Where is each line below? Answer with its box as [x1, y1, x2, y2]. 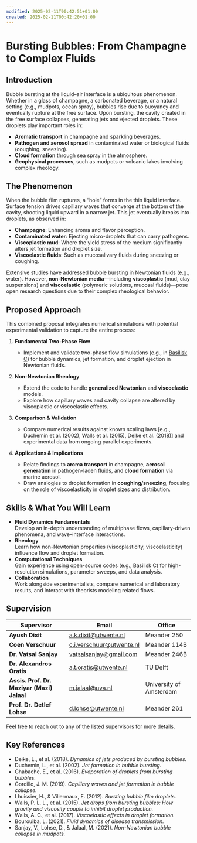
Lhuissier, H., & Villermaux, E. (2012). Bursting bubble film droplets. [14, 793, 176, 800]
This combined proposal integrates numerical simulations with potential [6, 320, 179, 327]
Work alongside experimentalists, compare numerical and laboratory [14, 581, 181, 588]
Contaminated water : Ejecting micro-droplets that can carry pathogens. [14, 233, 189, 240]
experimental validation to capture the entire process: [6, 326, 135, 334]
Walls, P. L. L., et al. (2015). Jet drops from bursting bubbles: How [14, 799, 174, 806]
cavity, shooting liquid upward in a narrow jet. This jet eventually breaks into [6, 209, 189, 216]
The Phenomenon [6, 181, 73, 191]
